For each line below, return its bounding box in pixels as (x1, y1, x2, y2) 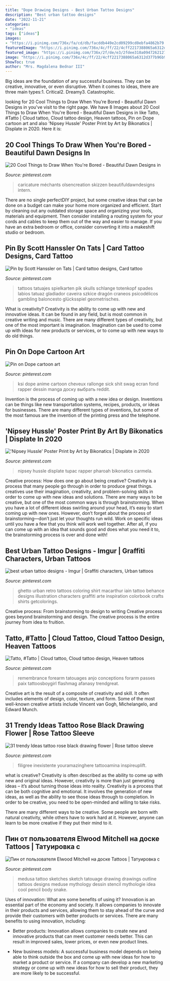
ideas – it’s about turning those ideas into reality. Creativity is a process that (5, 783, 163, 789)
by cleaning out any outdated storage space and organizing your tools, (5, 207, 153, 213)
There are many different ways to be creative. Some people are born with (5, 809, 158, 815)
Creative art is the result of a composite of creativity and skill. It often (5, 690, 149, 696)
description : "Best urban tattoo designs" (5, 12, 96, 17)
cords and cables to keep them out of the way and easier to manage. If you (5, 218, 162, 224)
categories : (5, 21, 30, 27)
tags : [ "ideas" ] (5, 31, 39, 36)
